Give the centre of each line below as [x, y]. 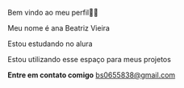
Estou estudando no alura [50, 44]
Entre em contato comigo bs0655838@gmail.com [92, 75]
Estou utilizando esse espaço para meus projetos [89, 59]
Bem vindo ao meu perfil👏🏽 [53, 13]
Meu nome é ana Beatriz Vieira [59, 28]
